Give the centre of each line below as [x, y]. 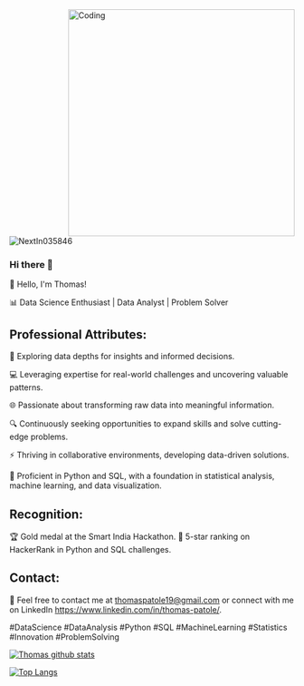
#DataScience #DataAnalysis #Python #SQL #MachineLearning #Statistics [148, 627]
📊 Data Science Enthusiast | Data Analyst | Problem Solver [119, 302]
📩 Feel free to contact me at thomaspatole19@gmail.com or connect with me [152, 600]
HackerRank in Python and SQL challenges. [90, 549]
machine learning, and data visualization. [86, 485]
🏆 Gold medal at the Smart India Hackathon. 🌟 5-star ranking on [130, 536]
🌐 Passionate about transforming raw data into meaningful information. [142, 405]
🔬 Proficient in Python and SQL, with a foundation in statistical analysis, [142, 476]
